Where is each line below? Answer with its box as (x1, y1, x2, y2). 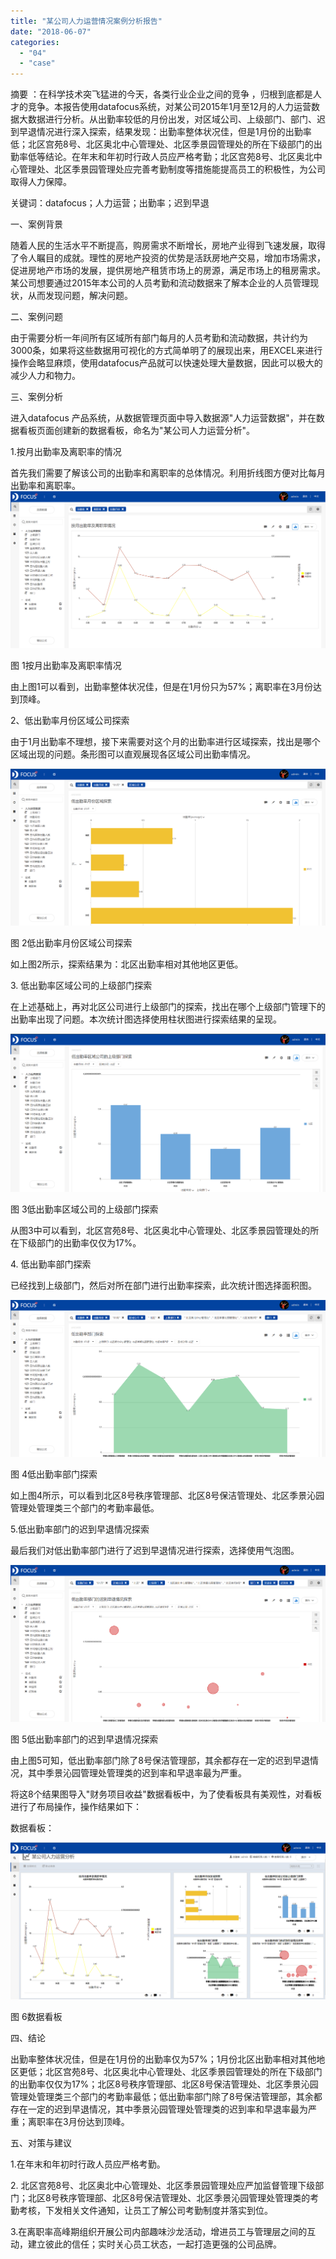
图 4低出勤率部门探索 (10, 1468, 98, 1480)
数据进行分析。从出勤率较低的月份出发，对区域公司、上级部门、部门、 (27, 113, 317, 125)
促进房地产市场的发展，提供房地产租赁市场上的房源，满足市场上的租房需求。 (10, 265, 326, 277)
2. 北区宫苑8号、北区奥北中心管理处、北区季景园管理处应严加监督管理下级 (10, 2180, 316, 2192)
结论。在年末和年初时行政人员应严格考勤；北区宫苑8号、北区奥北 (44, 151, 314, 163)
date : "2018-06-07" (10, 26, 92, 37)
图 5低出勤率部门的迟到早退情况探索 (10, 1733, 159, 1745)
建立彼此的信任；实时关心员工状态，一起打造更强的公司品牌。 (27, 2238, 282, 2250)
